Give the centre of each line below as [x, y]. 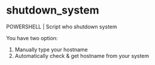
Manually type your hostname [51, 49]
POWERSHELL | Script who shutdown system [62, 27]
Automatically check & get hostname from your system [82, 56]
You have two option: [32, 38]
